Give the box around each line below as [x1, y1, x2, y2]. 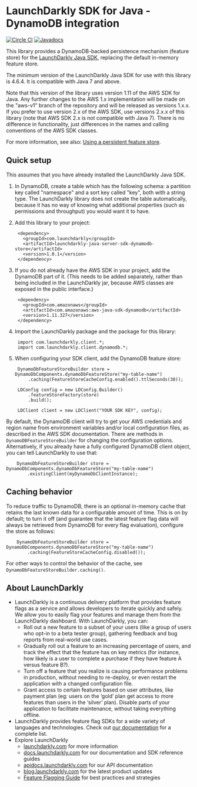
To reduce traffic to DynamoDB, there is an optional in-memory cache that [6, 503, 186, 510]
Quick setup [6, 155, 52, 166]
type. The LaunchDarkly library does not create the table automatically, [14, 195, 187, 202]
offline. [23, 711, 41, 719]
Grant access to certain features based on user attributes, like [23, 686, 173, 694]
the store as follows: [6, 527, 55, 534]
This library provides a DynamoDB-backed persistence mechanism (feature [6, 47, 189, 54]
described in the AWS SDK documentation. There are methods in [6, 430, 163, 437]
